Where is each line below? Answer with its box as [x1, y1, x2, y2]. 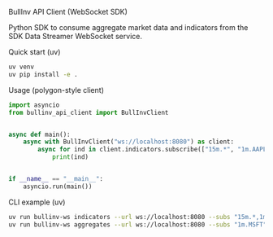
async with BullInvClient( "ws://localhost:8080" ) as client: [23, 138, 234, 146]
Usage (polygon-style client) [8, 85, 104, 94]
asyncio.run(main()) [23, 182, 93, 191]
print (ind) [51, 153, 89, 161]
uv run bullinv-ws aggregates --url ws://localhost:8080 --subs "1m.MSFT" [8, 220, 267, 229]
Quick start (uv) [8, 47, 61, 56]
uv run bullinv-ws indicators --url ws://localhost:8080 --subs [8, 213, 231, 221]
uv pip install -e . [8, 70, 79, 78]
